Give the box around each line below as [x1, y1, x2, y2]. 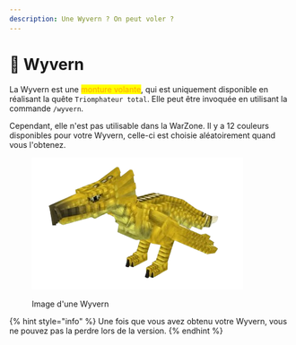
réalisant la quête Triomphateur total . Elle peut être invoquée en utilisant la [9, 93, 288, 104]
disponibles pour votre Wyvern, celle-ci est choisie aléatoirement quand [9, 130, 276, 141]
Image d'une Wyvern [31, 298, 109, 309]
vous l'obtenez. [9, 139, 66, 150]
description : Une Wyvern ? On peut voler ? [9, 14, 175, 23]
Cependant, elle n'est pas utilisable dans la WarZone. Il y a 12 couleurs [9, 120, 269, 131]
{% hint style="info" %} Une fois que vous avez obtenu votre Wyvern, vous [9, 315, 288, 326]
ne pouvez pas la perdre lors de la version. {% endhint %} [9, 325, 223, 336]
